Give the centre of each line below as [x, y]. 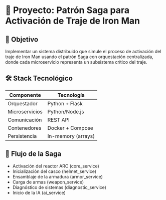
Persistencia [22, 136]
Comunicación [25, 120]
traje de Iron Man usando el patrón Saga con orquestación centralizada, [79, 57]
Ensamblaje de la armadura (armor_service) [57, 176]
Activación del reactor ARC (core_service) [56, 166]
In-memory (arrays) [71, 136]
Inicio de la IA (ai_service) [39, 192]
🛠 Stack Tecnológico [39, 78]
